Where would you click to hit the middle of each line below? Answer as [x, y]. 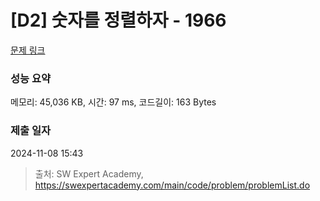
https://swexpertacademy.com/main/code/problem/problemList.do [172, 185]
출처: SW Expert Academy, [89, 173]
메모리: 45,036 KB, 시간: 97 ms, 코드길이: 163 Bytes [113, 102]
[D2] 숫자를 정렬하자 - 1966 [118, 20]
